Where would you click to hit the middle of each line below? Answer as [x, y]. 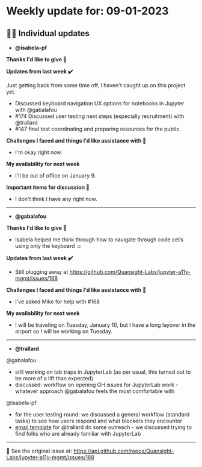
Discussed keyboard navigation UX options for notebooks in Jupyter [99, 103]
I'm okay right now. [38, 152]
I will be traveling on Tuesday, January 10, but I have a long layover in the [105, 325]
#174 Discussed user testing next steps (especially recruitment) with [99, 116]
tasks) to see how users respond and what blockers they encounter [98, 421]
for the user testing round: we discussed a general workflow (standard [102, 414]
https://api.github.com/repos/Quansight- [124, 451]
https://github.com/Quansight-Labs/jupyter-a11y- [130, 272]
